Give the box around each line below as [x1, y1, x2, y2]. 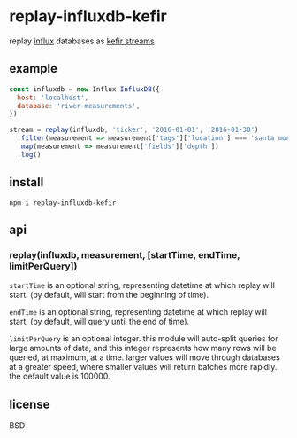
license [9, 396, 50, 411]
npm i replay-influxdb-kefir [9, 198, 117, 207]
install [9, 175, 44, 190]
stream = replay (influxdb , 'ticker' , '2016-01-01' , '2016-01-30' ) [9, 126, 259, 135]
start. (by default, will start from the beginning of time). [9, 290, 209, 301]
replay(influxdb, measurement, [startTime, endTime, [9, 248, 240, 261]
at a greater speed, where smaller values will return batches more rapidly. [9, 362, 278, 372]
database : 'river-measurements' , [17, 101, 141, 110]
